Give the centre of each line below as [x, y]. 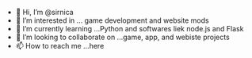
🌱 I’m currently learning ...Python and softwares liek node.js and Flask [130, 29]
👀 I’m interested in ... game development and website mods [112, 20]
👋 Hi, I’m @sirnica [44, 12]
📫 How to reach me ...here [60, 46]
